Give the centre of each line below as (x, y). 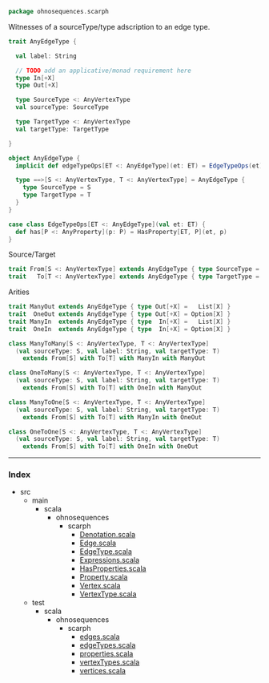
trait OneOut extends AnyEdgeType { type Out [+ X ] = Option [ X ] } (120, 314)
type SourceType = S (57, 188)
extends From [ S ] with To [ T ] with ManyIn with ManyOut (114, 358)
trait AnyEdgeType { (43, 41)
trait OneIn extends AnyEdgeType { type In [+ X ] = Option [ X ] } (120, 329)
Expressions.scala (110, 560)
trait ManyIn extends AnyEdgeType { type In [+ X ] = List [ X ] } (120, 321)
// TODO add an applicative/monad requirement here (104, 71)
